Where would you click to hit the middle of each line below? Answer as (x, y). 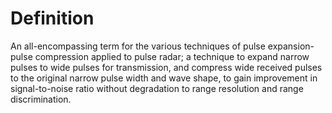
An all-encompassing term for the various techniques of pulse (138, 46)
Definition (52, 18)
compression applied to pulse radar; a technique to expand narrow (172, 56)
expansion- (291, 46)
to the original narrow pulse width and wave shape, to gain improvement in (164, 78)
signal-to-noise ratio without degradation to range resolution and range (157, 88)
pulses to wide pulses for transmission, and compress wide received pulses (166, 67)
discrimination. (41, 99)
